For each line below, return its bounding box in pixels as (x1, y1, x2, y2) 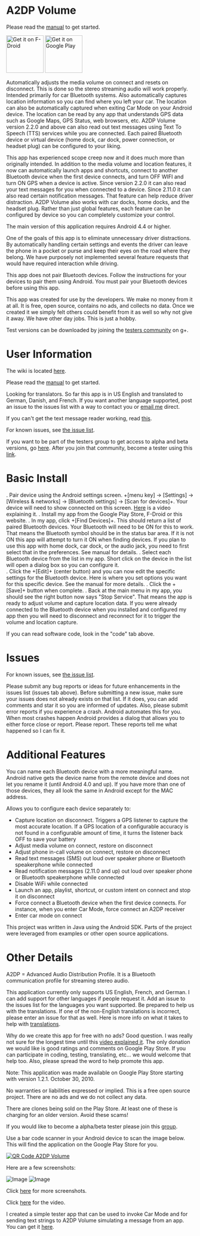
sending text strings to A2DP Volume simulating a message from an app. (6, 1216, 184, 1224)
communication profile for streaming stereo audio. (6, 977, 130, 984)
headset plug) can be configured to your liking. (6, 142, 122, 150)
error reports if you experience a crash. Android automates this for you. (6, 707, 182, 715)
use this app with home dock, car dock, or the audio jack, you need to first (6, 542, 189, 549)
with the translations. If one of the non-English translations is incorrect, (6, 1007, 181, 1015)
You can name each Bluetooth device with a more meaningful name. (6, 767, 174, 775)
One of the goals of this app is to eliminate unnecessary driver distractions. (6, 234, 191, 241)
